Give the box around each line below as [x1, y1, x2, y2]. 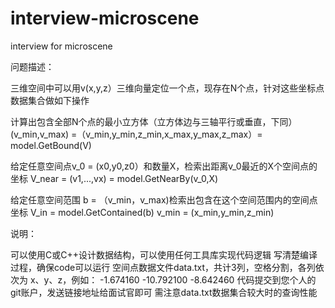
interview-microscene [10, 7, 200, 30]
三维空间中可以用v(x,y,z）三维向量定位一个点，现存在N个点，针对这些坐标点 [10, 82, 325, 94]
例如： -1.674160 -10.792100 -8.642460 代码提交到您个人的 [71, 273, 317, 286]
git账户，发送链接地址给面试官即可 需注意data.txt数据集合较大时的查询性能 [10, 286, 318, 298]
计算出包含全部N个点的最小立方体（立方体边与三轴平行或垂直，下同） [10, 115, 298, 127]
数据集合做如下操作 [10, 94, 90, 106]
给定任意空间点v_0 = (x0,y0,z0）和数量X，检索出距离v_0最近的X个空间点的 [10, 160, 318, 172]
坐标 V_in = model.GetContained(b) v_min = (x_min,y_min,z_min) [10, 206, 275, 218]
